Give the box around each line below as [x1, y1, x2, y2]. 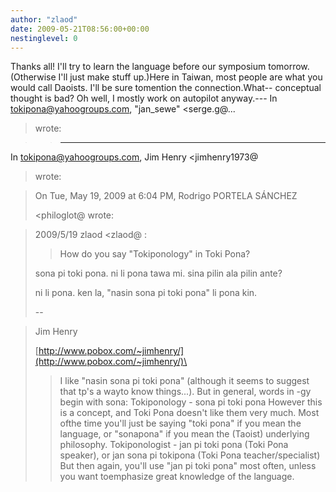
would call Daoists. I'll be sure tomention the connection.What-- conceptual [10, 82, 322, 94]
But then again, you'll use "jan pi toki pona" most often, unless [59, 460, 317, 472]
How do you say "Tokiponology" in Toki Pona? [59, 248, 251, 260]
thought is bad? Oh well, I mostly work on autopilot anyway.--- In [10, 92, 278, 105]
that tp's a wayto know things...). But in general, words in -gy [59, 386, 312, 398]
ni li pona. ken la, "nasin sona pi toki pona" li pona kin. [34, 287, 258, 299]
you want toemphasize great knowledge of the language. [59, 471, 295, 483]
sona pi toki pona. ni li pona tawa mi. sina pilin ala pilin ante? [34, 267, 283, 280]
